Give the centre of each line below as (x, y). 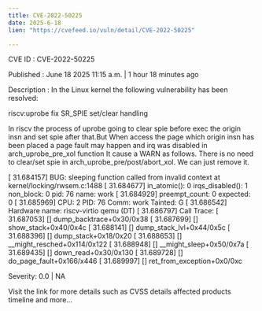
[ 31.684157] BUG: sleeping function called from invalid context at (114, 177)
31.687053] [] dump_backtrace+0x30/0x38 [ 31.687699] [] (103, 219)
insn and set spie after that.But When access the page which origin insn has (131, 137)
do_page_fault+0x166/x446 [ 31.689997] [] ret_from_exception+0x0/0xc (125, 261)
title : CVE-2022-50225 (45, 15)
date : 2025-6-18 (35, 23)
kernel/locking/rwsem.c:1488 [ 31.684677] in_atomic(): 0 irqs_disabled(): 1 (128, 186)
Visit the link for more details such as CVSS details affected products (120, 291)
